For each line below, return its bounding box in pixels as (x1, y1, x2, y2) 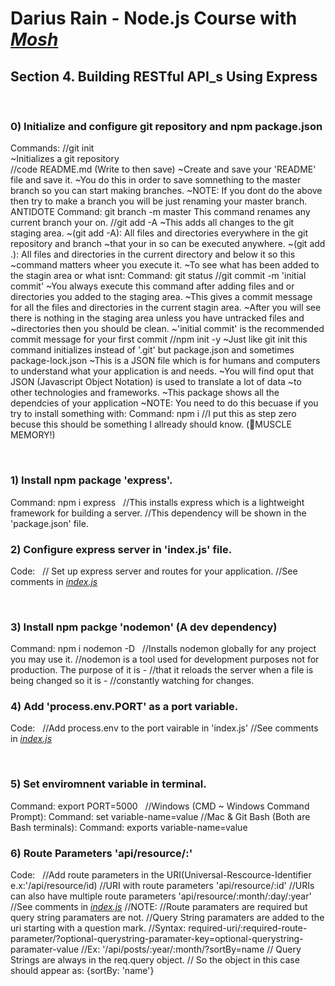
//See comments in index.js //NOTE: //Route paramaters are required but (10, 901, 308, 913)
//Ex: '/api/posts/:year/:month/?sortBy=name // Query (81, 943, 302, 956)
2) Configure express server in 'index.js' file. (10, 542, 233, 556)
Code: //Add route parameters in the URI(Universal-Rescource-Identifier (10, 869, 312, 881)
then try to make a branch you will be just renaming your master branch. (10, 195, 308, 207)
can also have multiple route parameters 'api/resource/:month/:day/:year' (10, 890, 312, 902)
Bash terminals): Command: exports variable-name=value (10, 821, 248, 833)
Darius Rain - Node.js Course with (10, 7, 298, 30)
